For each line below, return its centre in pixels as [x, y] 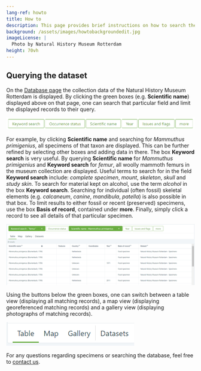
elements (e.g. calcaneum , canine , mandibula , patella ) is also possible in [96, 197]
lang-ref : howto [26, 13]
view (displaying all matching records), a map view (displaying [83, 301]
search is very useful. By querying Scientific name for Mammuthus [90, 158]
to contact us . [23, 361]
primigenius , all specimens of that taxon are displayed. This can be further [98, 146]
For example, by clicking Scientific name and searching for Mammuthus [95, 139]
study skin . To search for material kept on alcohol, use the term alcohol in [97, 184]
